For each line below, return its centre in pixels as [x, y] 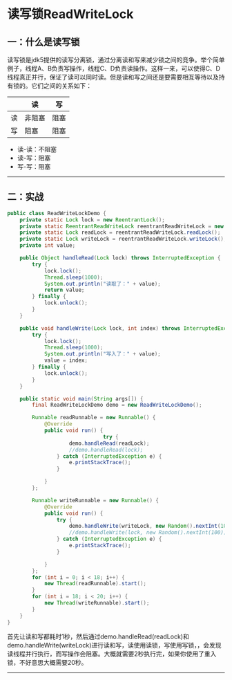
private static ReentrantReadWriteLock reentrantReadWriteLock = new [122, 226]
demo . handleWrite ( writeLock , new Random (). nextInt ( [145, 526]
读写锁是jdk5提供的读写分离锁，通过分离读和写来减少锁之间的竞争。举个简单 [116, 60]
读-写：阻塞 [34, 158]
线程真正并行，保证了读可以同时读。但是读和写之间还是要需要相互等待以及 [113, 77]
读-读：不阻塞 [37, 149]
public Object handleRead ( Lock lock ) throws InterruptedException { [120, 258]
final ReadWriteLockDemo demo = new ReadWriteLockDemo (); [117, 405]
